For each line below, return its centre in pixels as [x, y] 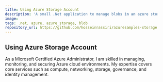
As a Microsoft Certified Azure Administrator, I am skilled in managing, [75, 59]
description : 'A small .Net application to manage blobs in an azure [77, 14]
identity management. [27, 74]
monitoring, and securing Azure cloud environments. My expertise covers [79, 64]
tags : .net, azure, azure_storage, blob [47, 23]
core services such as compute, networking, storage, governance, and [76, 69]
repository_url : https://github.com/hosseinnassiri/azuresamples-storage [81, 28]
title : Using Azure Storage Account [42, 9]
